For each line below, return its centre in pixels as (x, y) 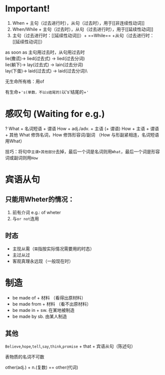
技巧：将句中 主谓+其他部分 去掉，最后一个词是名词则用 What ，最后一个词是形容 (82, 151)
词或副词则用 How (22, 157)
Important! (27, 9)
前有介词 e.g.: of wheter (36, 212)
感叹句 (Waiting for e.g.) (55, 114)
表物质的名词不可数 (25, 357)
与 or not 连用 (26, 219)
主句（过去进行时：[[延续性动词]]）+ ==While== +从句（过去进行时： (83, 35)
